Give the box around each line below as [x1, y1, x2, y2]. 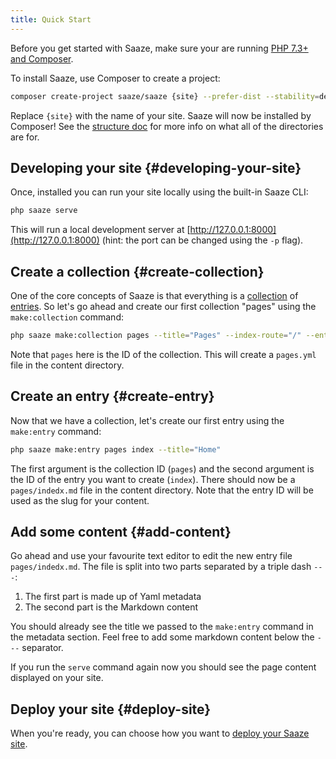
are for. [10, 131, 40, 143]
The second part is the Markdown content [24, 601, 199, 613]
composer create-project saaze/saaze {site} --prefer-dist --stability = [10, 91, 320, 101]
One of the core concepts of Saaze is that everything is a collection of [10, 290, 299, 301]
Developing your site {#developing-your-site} [10, 159, 302, 176]
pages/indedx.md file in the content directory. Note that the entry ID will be [10, 484, 314, 496]
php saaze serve [10, 206, 78, 216]
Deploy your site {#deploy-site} [10, 701, 212, 718]
